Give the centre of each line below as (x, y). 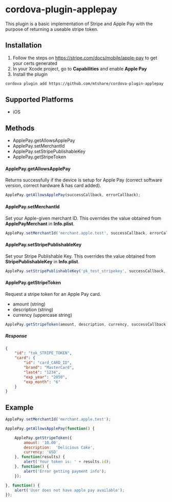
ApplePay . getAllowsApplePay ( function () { (50, 428)
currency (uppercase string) (42, 315)
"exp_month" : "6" (42, 382)
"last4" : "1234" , (42, 372)
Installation (24, 46)
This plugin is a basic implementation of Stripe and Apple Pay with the (79, 24)
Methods (20, 128)
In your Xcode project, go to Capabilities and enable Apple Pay (80, 68)
